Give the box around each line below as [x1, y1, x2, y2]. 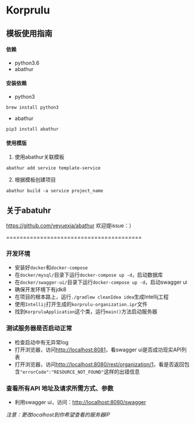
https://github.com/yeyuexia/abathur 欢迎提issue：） [6, 222, 135, 229]
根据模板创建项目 [14, 176, 56, 183]
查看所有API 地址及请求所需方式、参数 [6, 384, 114, 392]
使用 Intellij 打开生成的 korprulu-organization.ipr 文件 [14, 301, 148, 308]
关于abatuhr [6, 205, 52, 215]
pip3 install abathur [6, 126, 59, 132]
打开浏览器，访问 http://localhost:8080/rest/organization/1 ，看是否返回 [14, 361, 184, 368]
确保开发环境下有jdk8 [14, 286, 67, 293]
